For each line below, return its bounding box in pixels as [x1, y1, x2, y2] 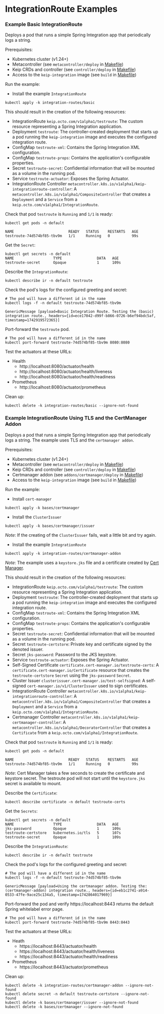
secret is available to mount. [5, 780, 62, 786]
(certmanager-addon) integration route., [5, 888, 91, 893]
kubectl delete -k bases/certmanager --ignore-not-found [5, 1004, 123, 1009]
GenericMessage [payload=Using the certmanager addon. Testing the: [5, 884, 147, 889]
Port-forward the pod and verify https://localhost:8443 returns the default [5, 901, 154, 907]
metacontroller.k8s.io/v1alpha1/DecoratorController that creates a [12, 724, 150, 730]
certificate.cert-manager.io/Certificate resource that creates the [12, 667, 150, 673]
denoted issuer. [12, 646, 44, 652]
